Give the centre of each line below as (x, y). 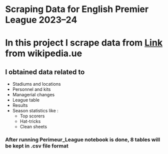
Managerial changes (33, 95)
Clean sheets (33, 127)
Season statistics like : (35, 111)
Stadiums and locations (36, 84)
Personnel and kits (31, 89)
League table (26, 100)
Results (20, 105)
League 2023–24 (41, 20)
